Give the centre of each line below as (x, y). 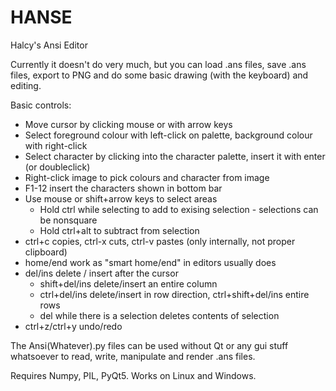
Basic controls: (41, 105)
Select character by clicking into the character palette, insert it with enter (175, 156)
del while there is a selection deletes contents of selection (159, 315)
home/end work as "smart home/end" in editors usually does (150, 262)
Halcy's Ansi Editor (49, 45)
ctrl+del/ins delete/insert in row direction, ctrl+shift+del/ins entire (174, 294)
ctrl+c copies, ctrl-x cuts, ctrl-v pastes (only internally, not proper (160, 241)
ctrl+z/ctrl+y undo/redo (73, 326)
